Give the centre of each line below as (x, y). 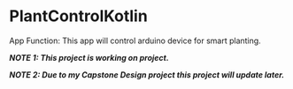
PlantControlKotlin (78, 16)
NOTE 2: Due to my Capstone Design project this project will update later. (147, 74)
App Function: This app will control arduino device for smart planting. (135, 41)
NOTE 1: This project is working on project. (89, 57)
